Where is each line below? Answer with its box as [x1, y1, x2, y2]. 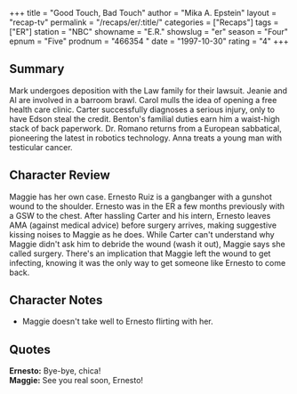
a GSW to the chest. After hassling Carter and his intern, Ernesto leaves [9, 210, 271, 221]
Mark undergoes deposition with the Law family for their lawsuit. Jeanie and [9, 84, 287, 96]
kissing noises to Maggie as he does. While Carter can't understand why [9, 229, 275, 239]
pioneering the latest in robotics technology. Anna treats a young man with [9, 133, 283, 143]
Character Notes [9, 293, 103, 308]
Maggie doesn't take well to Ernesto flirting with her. [21, 316, 213, 327]
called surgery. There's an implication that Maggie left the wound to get [9, 248, 271, 259]
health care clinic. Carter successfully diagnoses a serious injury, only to [9, 104, 276, 115]
